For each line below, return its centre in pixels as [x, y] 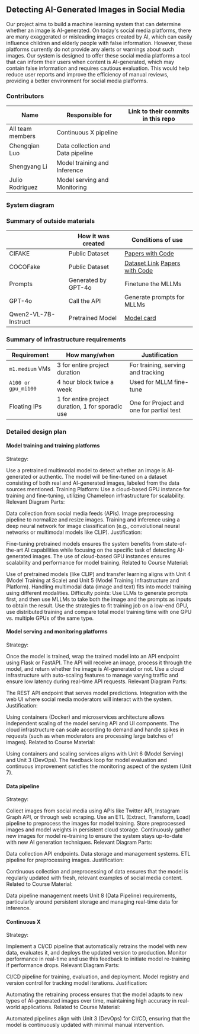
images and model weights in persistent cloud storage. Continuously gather [98, 830]
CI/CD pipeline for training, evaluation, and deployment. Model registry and [98, 977]
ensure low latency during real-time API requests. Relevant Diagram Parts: [97, 681]
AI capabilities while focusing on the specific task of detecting [100, 550]
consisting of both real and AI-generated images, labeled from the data [93, 483]
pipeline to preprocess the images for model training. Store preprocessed [96, 824]
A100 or [20, 382]
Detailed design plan [36, 431]
